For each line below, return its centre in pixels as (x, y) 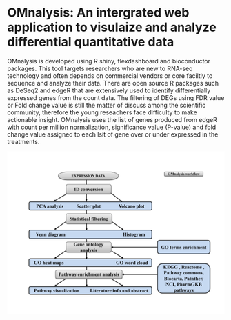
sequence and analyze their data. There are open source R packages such (113, 83)
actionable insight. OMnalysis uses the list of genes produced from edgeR (112, 119)
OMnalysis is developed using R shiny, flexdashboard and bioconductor (109, 61)
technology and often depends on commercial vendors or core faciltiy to (110, 76)
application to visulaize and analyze (112, 27)
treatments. (23, 141)
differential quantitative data (91, 42)
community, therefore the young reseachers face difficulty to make (102, 112)
